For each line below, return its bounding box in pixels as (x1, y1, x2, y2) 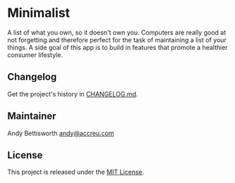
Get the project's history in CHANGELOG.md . (7, 89, 138, 98)
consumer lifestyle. (7, 51, 64, 59)
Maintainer (7, 111, 56, 122)
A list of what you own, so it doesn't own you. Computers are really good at (7, 28, 227, 37)
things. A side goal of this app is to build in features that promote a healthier (7, 43, 228, 51)
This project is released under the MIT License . (7, 168, 145, 177)
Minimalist (7, 5, 71, 21)
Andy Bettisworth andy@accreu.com (7, 129, 114, 137)
